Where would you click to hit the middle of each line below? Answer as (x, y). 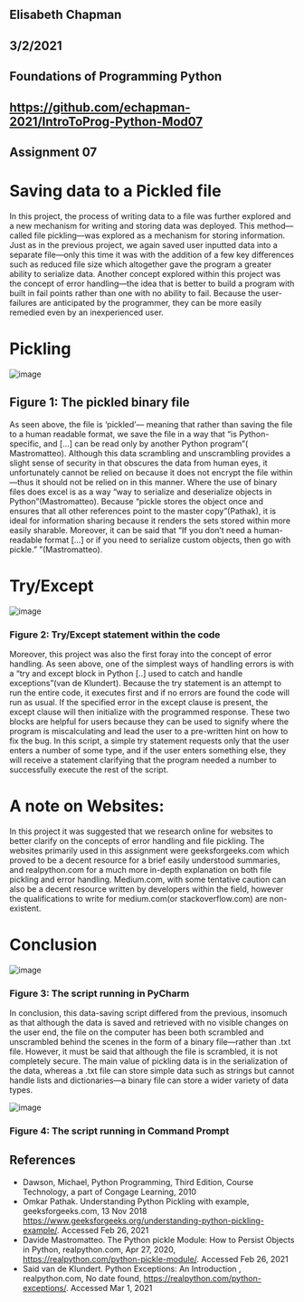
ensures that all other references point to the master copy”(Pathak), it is (143, 511)
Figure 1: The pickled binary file (100, 402)
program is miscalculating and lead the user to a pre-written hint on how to (149, 731)
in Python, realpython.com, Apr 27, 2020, (99, 1249)
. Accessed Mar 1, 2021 (109, 1288)
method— (275, 225)
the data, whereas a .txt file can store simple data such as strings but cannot (152, 1071)
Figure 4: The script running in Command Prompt (119, 1131)
